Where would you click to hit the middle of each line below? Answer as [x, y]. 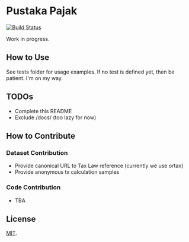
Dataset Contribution [37, 152]
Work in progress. [28, 39]
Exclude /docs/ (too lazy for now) [55, 117]
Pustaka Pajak [42, 11]
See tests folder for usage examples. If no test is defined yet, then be [90, 72]
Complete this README [43, 111]
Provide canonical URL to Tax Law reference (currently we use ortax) [99, 166]
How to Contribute [41, 136]
